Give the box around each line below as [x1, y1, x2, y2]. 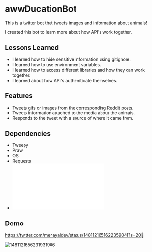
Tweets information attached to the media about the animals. [12, 110, 135, 116]
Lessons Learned [5, 43, 59, 52]
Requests [12, 158, 31, 164]
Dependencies [5, 129, 51, 138]
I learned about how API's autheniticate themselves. [12, 77, 118, 83]
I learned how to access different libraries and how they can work [12, 67, 145, 73]
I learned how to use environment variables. [12, 61, 101, 67]
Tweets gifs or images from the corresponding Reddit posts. [12, 105, 134, 111]
